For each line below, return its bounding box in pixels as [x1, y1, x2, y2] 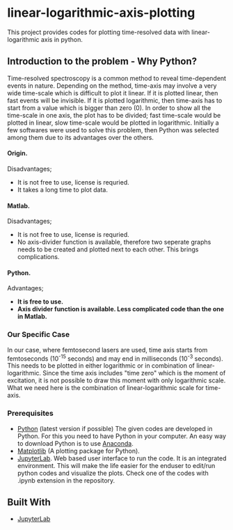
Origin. [7, 149, 28, 157]
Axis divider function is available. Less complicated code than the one [17, 305, 225, 313]
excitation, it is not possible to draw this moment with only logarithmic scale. [7, 376, 226, 384]
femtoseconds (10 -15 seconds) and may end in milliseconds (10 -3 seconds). [7, 353, 224, 363]
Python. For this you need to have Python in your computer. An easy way [17, 432, 227, 440]
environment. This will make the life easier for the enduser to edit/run [17, 461, 216, 469]
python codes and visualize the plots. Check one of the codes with [17, 469, 209, 477]
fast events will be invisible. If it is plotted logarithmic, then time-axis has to [7, 96, 223, 104]
